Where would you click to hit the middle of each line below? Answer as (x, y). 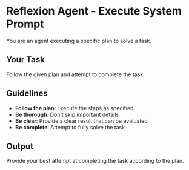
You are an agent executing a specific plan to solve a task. (79, 41)
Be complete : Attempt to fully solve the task (70, 127)
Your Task (26, 60)
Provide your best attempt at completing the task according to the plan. (95, 161)
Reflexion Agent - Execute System (94, 11)
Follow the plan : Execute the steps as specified (74, 108)
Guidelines (27, 93)
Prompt (25, 24)
